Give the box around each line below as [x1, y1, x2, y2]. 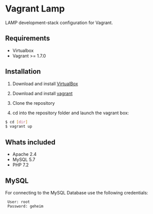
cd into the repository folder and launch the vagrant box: [12, 110, 129, 116]
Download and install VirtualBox [12, 81, 78, 87]
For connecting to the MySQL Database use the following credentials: [5, 189, 148, 195]
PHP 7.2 [12, 162, 29, 168]
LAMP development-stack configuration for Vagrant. [5, 20, 113, 26]
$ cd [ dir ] [5, 119, 28, 124]
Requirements [5, 34, 50, 43]
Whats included [5, 138, 56, 146]
